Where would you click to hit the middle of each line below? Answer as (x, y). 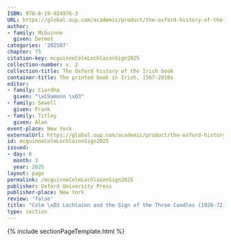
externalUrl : (26, 135)
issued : (18, 148)
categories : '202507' (38, 45)
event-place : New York (40, 129)
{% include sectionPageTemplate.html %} (66, 231)
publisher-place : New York (46, 192)
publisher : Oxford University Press (59, 186)
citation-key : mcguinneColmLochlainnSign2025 (73, 58)
